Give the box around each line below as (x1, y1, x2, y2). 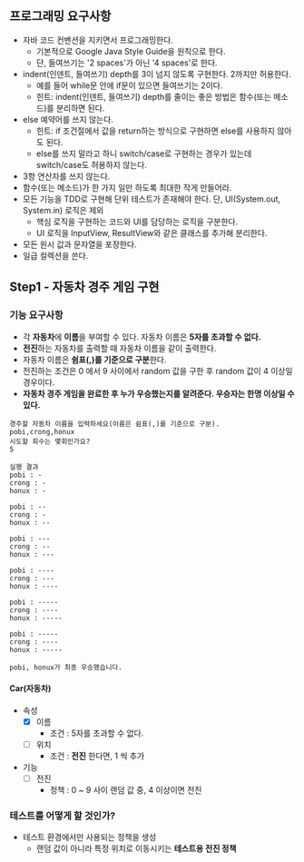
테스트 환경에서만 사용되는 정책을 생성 (22, 832, 157, 843)
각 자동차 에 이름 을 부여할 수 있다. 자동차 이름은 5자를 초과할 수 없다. (22, 331, 261, 342)
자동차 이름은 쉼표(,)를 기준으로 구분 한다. (22, 353, 167, 365)
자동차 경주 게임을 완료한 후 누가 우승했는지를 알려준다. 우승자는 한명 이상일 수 (22, 388, 295, 399)
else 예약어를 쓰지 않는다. (22, 114, 113, 124)
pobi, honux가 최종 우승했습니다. (9, 662, 123, 672)
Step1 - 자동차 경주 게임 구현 (9, 280, 160, 295)
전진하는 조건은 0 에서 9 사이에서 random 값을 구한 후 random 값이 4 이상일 (22, 365, 293, 376)
